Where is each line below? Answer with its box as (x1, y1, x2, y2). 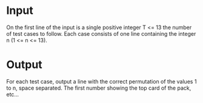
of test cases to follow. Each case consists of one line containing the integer (6, 30, 196, 37)
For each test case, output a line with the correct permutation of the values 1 (6, 78, 197, 85)
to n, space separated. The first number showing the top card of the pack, (6, 84, 191, 91)
